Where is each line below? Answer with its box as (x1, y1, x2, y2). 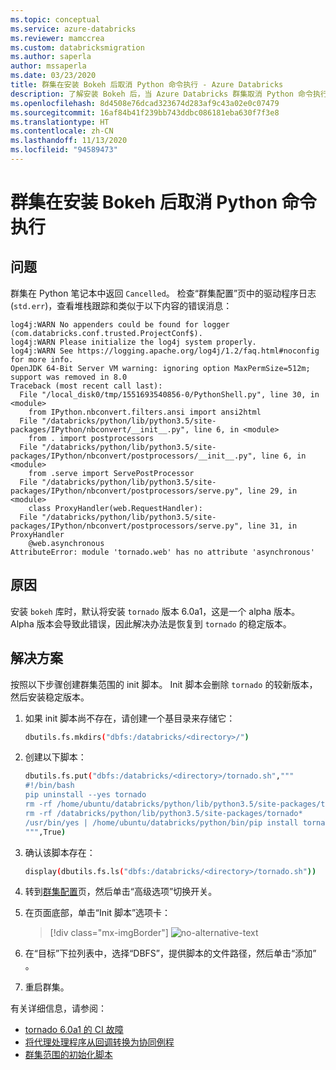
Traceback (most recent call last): (10, 381, 163, 391)
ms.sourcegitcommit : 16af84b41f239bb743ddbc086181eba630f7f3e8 (10, 107, 280, 118)
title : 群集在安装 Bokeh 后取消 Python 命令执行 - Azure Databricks (10, 80, 284, 90)
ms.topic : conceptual (10, 14, 101, 25)
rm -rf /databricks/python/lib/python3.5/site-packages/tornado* (24, 808, 303, 818)
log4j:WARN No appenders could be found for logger (10, 319, 230, 330)
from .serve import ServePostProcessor (28, 468, 195, 478)
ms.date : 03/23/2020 (10, 71, 97, 81)
